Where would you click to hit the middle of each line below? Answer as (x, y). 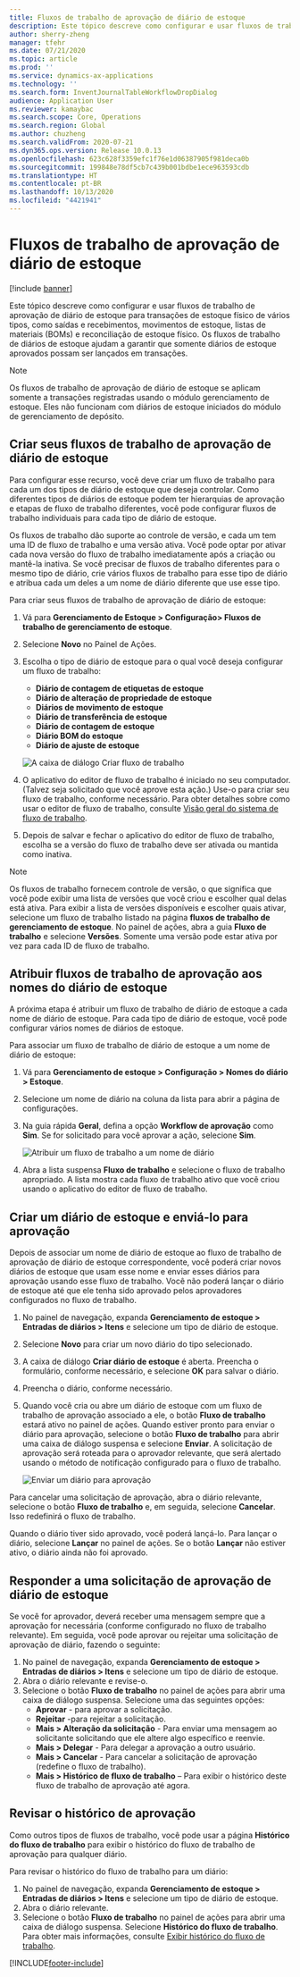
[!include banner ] (41, 288)
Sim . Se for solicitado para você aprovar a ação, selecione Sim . (139, 1135)
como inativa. (47, 854)
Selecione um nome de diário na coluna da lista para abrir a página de (151, 1099)
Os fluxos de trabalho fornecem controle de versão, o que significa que (141, 888)
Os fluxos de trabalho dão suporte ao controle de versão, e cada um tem (143, 535)
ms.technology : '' (43, 84)
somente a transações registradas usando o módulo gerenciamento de (139, 397)
